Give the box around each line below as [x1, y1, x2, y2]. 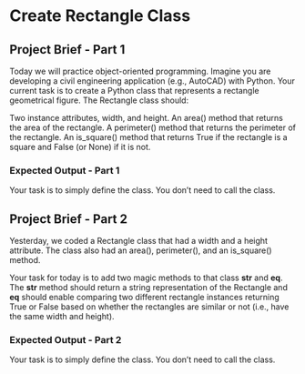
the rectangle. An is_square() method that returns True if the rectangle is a [9, 132, 289, 142]
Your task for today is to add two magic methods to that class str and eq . [9, 272, 283, 283]
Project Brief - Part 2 [9, 211, 127, 227]
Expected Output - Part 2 [9, 334, 122, 347]
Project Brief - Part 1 [9, 42, 126, 57]
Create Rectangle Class [9, 5, 191, 26]
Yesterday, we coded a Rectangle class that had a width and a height [9, 236, 269, 247]
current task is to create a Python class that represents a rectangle [9, 86, 259, 96]
